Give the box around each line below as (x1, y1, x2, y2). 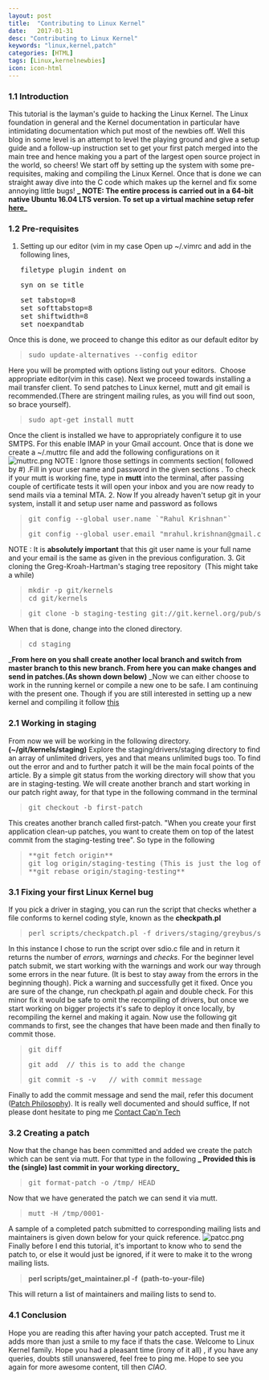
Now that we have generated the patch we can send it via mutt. (8, 1193, 218, 1203)
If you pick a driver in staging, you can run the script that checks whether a (8, 904, 257, 914)
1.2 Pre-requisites (8, 223, 79, 234)
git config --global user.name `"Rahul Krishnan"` (27, 514, 232, 524)
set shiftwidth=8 (19, 311, 88, 321)
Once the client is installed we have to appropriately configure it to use (8, 430, 243, 440)
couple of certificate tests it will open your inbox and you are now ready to (8, 482, 255, 492)
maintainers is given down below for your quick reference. (8, 1233, 201, 1242)
